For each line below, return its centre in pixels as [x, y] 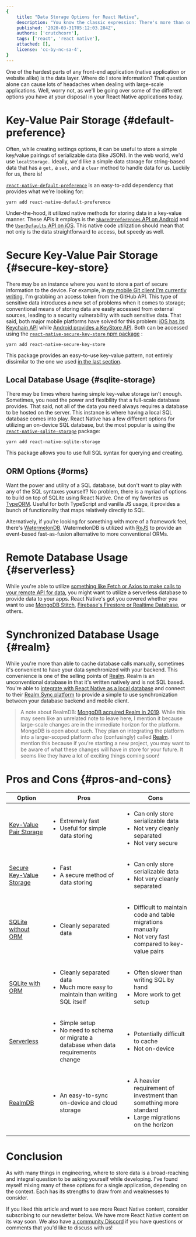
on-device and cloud [89, 1102]
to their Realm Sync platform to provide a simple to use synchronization [92, 695]
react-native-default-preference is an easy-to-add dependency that [90, 185]
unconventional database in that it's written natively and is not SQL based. [95, 682]
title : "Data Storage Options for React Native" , [78, 17]
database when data [87, 1044]
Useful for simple [83, 828]
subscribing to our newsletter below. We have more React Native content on [97, 1215]
